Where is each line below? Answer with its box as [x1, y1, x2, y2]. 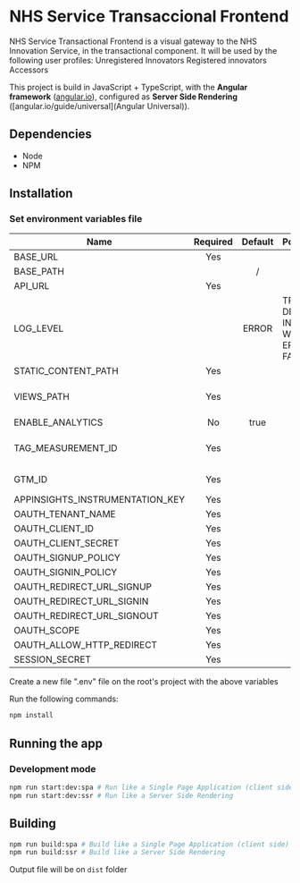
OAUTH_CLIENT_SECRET [13, 537, 120, 549]
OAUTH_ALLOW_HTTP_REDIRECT [13, 639, 158, 651]
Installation [9, 186, 73, 201]
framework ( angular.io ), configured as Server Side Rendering [9, 91, 238, 102]
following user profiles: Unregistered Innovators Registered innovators [9, 55, 268, 65]
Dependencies [9, 127, 92, 142]
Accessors [9, 64, 49, 75]
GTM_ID [13, 473, 47, 486]
